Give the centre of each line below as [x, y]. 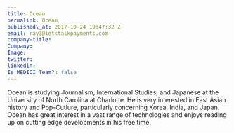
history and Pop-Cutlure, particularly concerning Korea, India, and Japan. [113, 107]
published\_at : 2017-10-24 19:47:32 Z [64, 27]
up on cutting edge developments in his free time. [79, 122]
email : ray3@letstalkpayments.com [58, 33]
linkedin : [22, 66]
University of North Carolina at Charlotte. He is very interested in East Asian [117, 99]
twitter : [20, 59]
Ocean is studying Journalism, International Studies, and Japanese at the [113, 92]
